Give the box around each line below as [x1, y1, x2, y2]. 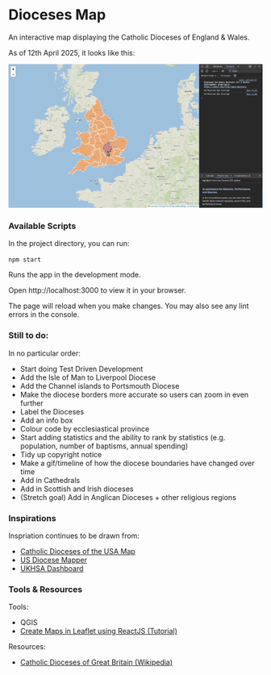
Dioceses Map [8, 6, 106, 24]
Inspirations [8, 512, 56, 523]
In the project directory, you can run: [8, 239, 130, 248]
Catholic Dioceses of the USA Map [19, 547, 135, 556]
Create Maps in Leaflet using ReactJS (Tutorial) [19, 627, 177, 636]
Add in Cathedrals [19, 475, 81, 485]
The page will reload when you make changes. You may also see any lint [8, 301, 249, 311]
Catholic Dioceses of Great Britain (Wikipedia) [19, 657, 173, 667]
